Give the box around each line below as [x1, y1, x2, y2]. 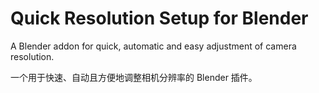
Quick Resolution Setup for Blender [10, 7, 309, 30]
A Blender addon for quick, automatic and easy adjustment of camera [10, 40, 297, 52]
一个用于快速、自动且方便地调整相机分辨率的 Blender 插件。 [10, 71, 258, 83]
